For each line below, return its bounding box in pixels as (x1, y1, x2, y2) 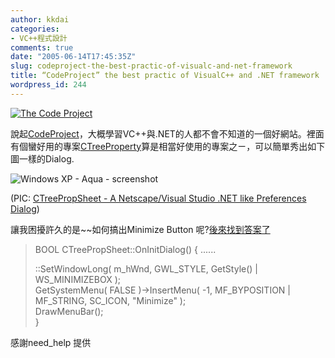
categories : (10, 24, 60, 34)
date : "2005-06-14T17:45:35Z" (10, 52, 137, 62)
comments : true (10, 42, 74, 53)
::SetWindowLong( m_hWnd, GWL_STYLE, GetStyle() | (34, 262, 258, 275)
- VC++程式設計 (10, 33, 68, 43)
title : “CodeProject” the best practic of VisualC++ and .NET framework (10, 71, 320, 81)
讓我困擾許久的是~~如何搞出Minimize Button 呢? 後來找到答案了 (10, 223, 271, 235)
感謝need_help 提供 (10, 336, 92, 348)
